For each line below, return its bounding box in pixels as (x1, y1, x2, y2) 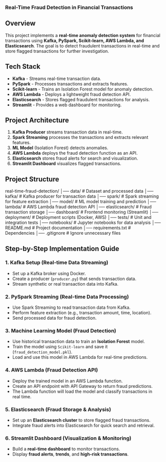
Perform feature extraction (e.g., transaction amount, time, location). (12, 310, 152, 316)
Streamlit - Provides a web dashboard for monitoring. (12, 102, 122, 108)
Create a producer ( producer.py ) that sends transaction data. (12, 276, 137, 282)
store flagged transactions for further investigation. (5, 48, 110, 54)
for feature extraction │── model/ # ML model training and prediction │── (5, 199, 157, 205)
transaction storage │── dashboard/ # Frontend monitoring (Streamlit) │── (5, 209, 159, 215)
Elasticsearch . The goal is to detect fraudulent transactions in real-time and (5, 42, 160, 48)
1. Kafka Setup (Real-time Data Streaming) (5, 259, 109, 266)
